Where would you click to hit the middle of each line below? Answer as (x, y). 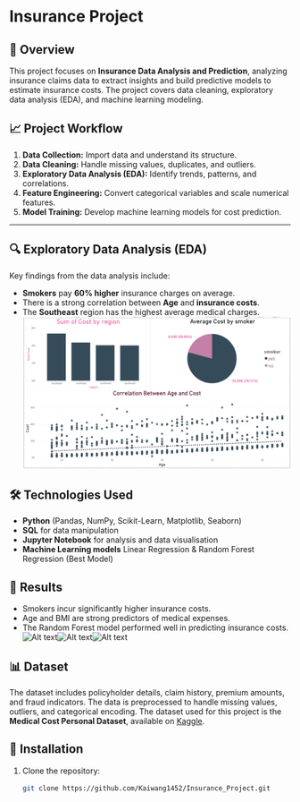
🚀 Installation (46, 749)
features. (39, 202)
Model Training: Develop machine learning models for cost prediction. (152, 211)
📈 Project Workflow (66, 128)
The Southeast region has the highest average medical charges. (141, 311)
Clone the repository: (61, 771)
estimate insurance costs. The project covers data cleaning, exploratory (142, 90)
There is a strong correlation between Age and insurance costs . (141, 303)
